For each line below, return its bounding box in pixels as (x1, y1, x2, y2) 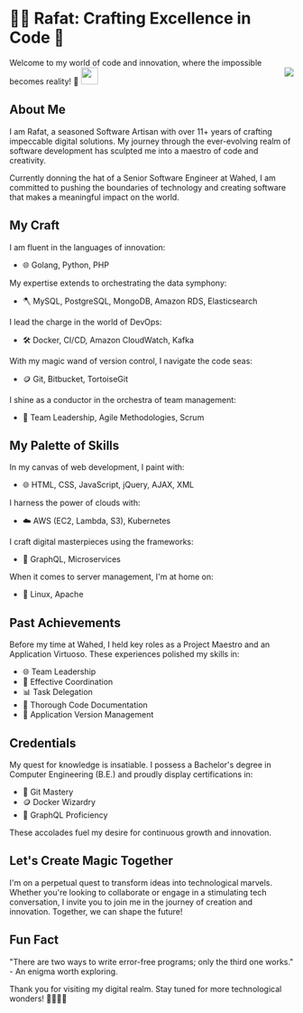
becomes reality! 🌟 (9, 76, 79, 87)
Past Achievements (9, 614, 122, 631)
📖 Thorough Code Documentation (22, 699, 149, 710)
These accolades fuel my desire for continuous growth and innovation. (9, 827, 272, 838)
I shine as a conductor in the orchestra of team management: (9, 394, 236, 405)
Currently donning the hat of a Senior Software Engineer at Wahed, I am (9, 172, 277, 183)
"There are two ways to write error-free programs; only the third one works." (9, 956, 294, 967)
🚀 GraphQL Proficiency (22, 810, 108, 821)
